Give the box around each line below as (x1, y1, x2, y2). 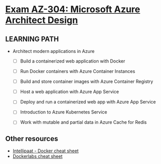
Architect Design (5, 14, 78, 26)
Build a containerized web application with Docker (20, 58, 125, 64)
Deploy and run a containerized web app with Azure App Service (20, 99, 156, 105)
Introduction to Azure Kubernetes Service (20, 109, 108, 115)
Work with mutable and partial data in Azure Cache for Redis (20, 119, 147, 125)
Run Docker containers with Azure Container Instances (20, 68, 136, 74)
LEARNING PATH (5, 35, 59, 43)
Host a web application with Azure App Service (20, 89, 119, 95)
